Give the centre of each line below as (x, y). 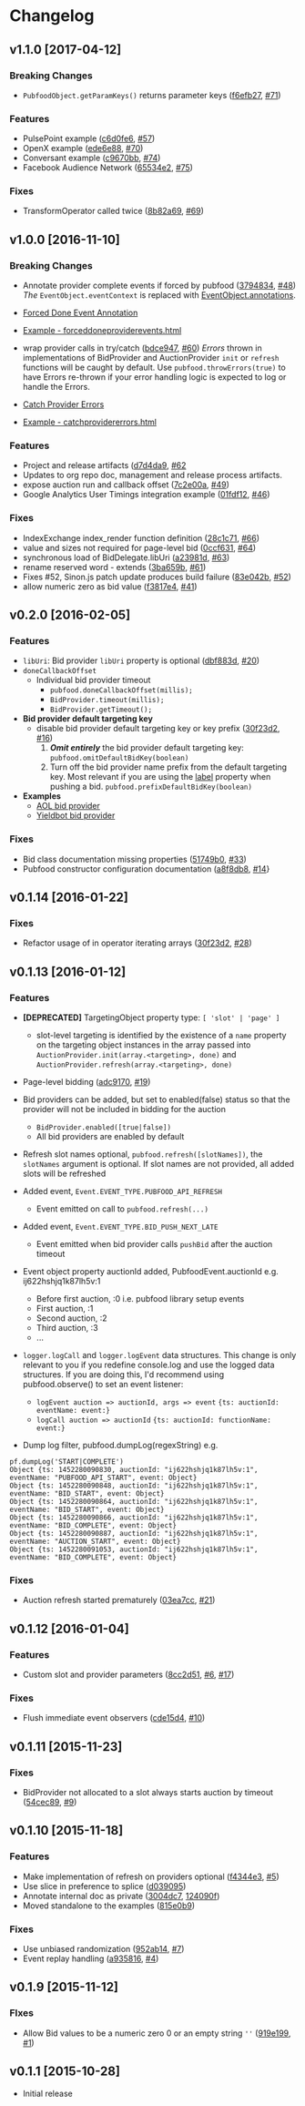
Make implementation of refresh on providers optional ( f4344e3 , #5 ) (151, 1876)
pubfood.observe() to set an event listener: (103, 1385)
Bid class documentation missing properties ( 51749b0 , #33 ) (135, 859)
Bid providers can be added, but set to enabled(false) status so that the (156, 1099)
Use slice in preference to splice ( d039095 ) (104, 1886)
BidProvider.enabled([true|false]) (103, 1128)
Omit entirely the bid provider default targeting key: (147, 748)
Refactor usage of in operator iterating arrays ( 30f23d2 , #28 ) (137, 943)
